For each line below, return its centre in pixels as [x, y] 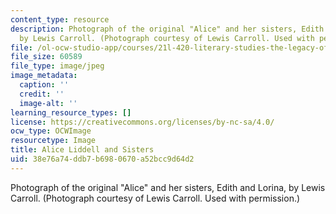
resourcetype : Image [53, 141]
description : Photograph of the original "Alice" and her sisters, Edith [167, 29]
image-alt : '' [48, 103]
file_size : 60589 [46, 57]
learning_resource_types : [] [71, 112]
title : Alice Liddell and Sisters [82, 150]
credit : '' [42, 94]
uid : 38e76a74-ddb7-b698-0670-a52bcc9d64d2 [102, 159]
